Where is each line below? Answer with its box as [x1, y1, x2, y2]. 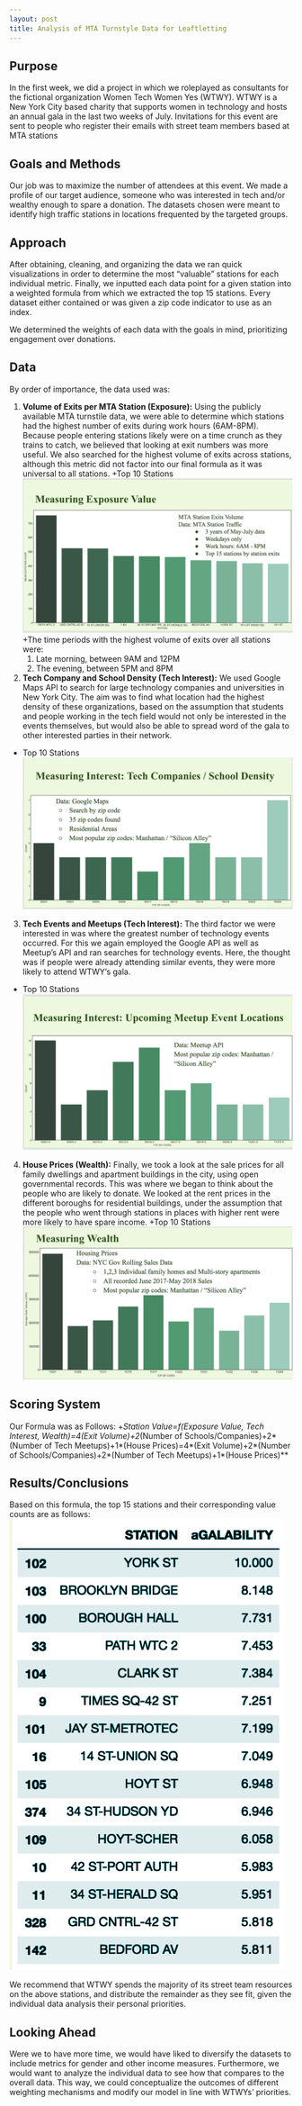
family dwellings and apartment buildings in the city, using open [22, 1169, 259, 1180]
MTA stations [9, 131, 58, 141]
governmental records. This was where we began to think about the [22, 1178, 274, 1189]
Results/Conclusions [9, 1475, 129, 1490]
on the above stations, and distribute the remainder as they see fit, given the [9, 1989, 292, 2000]
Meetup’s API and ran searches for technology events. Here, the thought [22, 946, 290, 958]
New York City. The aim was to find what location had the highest [22, 691, 265, 702]
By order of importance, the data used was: [9, 384, 171, 394]
